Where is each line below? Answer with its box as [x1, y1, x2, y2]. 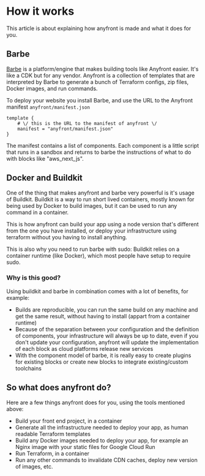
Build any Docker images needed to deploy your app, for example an [15, 437, 188, 444]
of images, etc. [15, 463, 53, 470]
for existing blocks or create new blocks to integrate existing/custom [15, 358, 188, 366]
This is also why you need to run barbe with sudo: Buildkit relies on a [6, 245, 180, 253]
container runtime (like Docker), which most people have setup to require [6, 251, 191, 259]
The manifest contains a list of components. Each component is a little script [6, 142, 199, 149]
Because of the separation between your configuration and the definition [15, 325, 199, 332]
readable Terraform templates [15, 430, 91, 437]
